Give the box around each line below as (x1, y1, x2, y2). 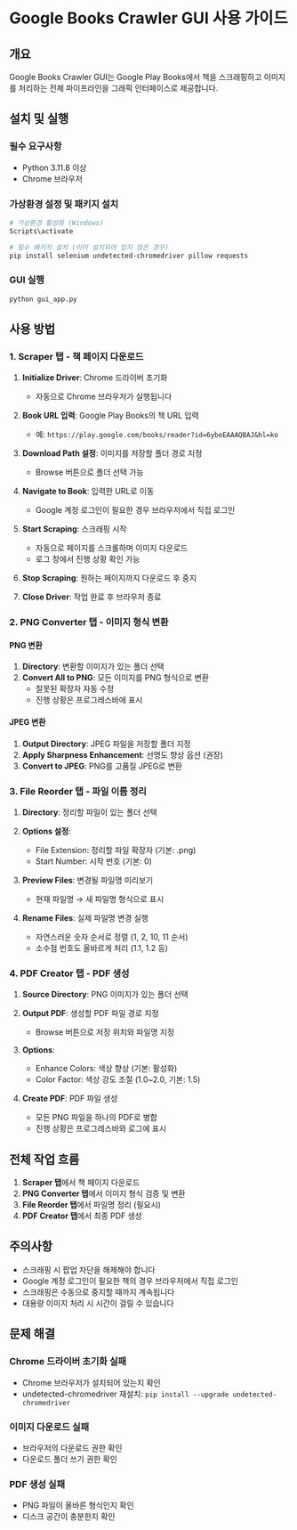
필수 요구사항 (9, 140, 62, 152)
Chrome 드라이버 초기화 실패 (9, 1355, 127, 1368)
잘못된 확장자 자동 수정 (35, 683, 115, 695)
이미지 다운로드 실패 (9, 1420, 90, 1433)
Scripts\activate (9, 226, 74, 236)
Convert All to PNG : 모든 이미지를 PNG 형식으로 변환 (21, 672, 209, 683)
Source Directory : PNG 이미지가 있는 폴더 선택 (21, 989, 189, 1000)
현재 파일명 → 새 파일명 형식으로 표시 (35, 893, 165, 904)
